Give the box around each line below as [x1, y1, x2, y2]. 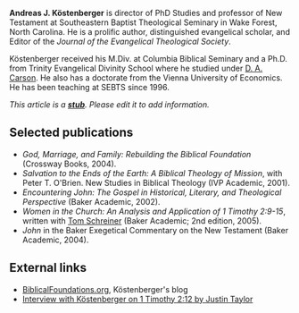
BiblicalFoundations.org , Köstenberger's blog [21, 283, 189, 294]
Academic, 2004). [21, 234, 89, 245]
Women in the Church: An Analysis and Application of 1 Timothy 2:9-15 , [21, 206, 286, 216]
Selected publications [9, 125, 134, 140]
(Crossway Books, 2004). [21, 158, 117, 169]
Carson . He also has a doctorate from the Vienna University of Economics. [9, 72, 283, 83]
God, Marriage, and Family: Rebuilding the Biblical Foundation [21, 148, 252, 159]
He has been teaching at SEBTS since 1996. [9, 82, 170, 92]
